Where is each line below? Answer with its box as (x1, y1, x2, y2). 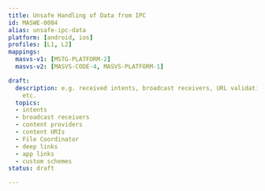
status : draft (8, 164, 55, 173)
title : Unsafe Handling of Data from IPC (8, 11, 147, 20)
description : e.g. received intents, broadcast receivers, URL (15, 84, 227, 92)
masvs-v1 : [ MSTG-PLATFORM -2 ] (15, 56, 111, 64)
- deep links (15, 142, 58, 150)
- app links (15, 150, 55, 158)
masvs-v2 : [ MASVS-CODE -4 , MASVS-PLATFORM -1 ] (15, 63, 164, 71)
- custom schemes (15, 157, 73, 165)
